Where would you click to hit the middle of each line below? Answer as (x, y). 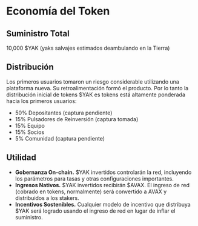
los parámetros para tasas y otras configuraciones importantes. (94, 178)
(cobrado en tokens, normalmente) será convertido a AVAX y (91, 191)
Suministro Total (38, 34)
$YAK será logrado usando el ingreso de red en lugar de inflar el (95, 211)
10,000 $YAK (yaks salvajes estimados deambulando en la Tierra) (88, 48)
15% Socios (30, 132)
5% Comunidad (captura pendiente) (60, 138)
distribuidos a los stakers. (47, 198)
